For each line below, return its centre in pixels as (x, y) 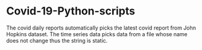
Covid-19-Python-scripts (71, 11)
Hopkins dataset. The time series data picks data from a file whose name (97, 34)
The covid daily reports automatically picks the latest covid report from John (101, 28)
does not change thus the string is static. (57, 40)
